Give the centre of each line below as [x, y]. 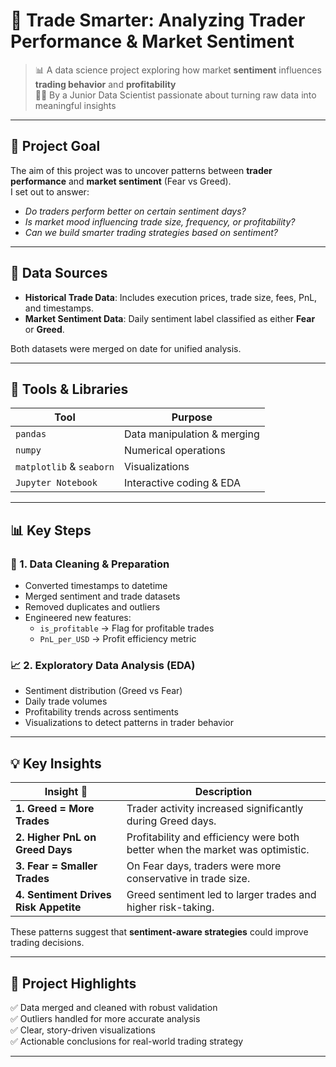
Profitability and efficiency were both [213, 837]
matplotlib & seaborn [65, 467]
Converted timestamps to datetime [96, 586]
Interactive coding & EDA [182, 483]
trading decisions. [47, 943]
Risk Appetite [48, 907]
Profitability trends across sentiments [101, 712]
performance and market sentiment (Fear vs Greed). [121, 181]
